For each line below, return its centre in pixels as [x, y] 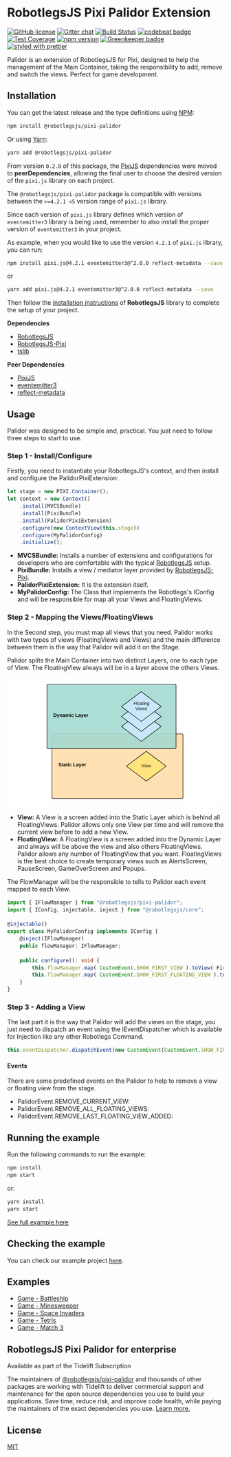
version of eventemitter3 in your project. [65, 229]
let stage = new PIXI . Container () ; [58, 492]
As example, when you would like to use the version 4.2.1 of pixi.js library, [115, 242]
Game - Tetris [36, 1320]
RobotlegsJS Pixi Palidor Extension [109, 13]
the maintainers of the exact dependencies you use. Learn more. [99, 1409]
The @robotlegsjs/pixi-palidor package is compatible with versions [104, 193]
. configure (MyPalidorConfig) [61, 535]
